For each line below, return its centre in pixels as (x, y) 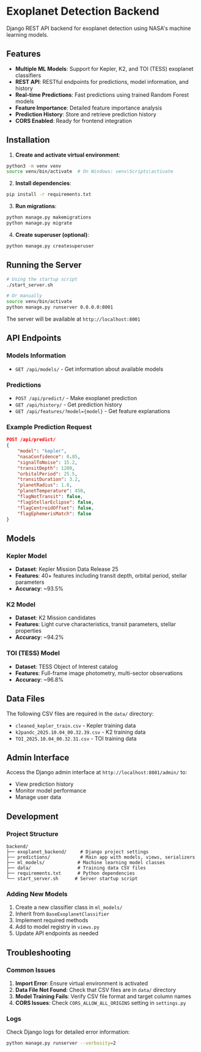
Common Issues (31, 970)
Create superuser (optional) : (52, 234)
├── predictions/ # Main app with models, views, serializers (101, 857)
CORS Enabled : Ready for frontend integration (74, 121)
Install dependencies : (43, 183)
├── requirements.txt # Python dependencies (71, 873)
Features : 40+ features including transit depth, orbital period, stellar (101, 576)
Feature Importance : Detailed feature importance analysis (89, 108)
